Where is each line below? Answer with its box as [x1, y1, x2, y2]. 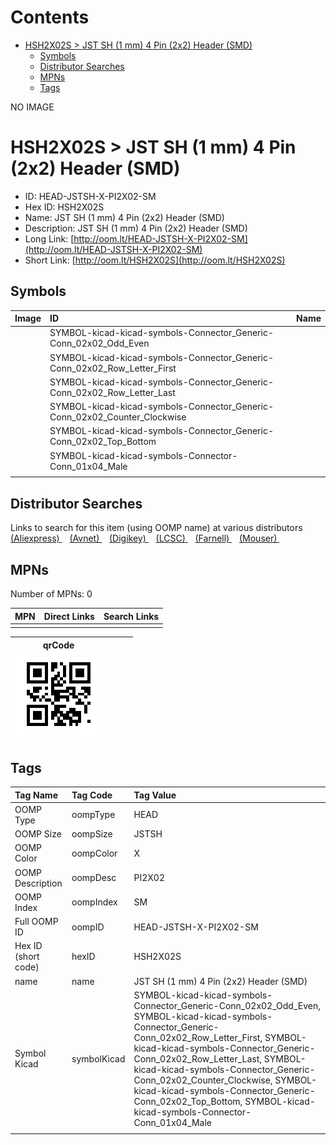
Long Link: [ [24, 232, 75, 245]
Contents [10, 6, 90, 29]
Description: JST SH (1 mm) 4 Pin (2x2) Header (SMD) [24, 222, 248, 234]
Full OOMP [14, 916, 59, 928]
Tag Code [71, 789, 113, 801]
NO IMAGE [10, 101, 55, 113]
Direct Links [43, 610, 95, 622]
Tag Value [133, 789, 177, 801]
